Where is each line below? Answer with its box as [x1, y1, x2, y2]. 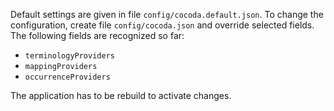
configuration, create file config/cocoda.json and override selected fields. [10, 19, 315, 31]
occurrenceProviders [24, 72, 111, 82]
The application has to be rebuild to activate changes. [10, 90, 232, 101]
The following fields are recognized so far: [10, 30, 185, 41]
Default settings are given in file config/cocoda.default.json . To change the [10, 9, 324, 20]
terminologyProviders [24, 51, 115, 61]
